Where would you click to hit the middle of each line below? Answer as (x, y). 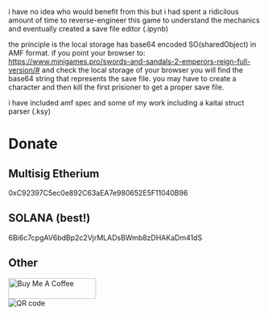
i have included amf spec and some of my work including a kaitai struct (126, 103)
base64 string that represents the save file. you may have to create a (122, 79)
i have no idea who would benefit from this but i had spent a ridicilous (124, 12)
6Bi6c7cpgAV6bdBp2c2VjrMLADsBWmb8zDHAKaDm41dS (105, 238)
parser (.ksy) (29, 111)
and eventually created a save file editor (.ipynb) (89, 29)
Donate (33, 144)
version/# (24, 70)
